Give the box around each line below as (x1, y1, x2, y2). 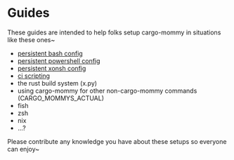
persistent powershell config (17, 56, 100, 65)
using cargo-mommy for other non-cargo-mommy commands (17, 86, 197, 95)
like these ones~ (7, 35, 56, 44)
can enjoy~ (7, 145, 40, 153)
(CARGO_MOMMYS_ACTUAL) (17, 93, 104, 102)
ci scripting (17, 72, 51, 80)
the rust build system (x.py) (17, 79, 97, 87)
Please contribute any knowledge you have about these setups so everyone (7, 137, 227, 145)
